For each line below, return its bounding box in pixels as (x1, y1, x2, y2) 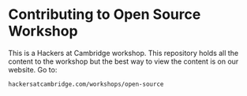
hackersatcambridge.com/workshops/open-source (8, 80, 164, 88)
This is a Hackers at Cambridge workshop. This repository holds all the (8, 48, 239, 57)
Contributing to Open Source (8, 6, 201, 24)
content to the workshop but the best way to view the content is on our (8, 57, 239, 66)
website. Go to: (8, 65, 58, 74)
